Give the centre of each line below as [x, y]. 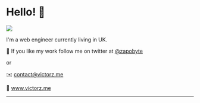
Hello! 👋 [26, 12]
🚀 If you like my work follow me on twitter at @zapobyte [74, 51]
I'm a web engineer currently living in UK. [57, 39]
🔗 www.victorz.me [29, 88]
